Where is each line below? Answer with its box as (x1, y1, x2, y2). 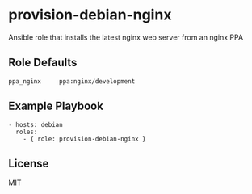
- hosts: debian (8, 120, 63, 129)
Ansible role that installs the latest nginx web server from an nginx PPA (8, 32, 244, 42)
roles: (15, 128, 38, 136)
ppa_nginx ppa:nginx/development (8, 77, 136, 86)
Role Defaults (8, 56, 78, 70)
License (8, 156, 49, 171)
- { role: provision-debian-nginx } (23, 135, 147, 143)
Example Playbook (8, 99, 103, 113)
